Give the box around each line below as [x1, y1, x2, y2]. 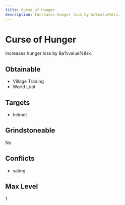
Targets [5, 98, 30, 107]
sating [12, 167, 26, 174]
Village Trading [12, 79, 44, 85]
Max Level [5, 182, 38, 191]
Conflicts [5, 154, 35, 163]
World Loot [12, 84, 36, 90]
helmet [12, 112, 27, 118]
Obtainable [5, 65, 41, 74]
